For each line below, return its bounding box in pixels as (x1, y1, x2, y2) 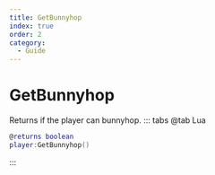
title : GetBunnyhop (9, 13, 82, 22)
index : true (9, 22, 54, 31)
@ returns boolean (9, 132, 74, 142)
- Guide (17, 47, 47, 56)
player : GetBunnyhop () (9, 140, 90, 149)
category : (9, 38, 47, 48)
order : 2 (9, 30, 42, 39)
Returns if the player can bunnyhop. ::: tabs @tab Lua (9, 115, 206, 126)
